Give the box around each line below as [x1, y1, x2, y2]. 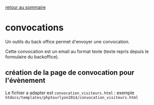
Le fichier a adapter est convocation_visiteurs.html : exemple [5, 89, 134, 95]
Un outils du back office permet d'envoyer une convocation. [5, 38, 130, 44]
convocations [5, 22, 64, 33]
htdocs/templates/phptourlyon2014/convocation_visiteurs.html [5, 95, 138, 100]
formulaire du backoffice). [5, 54, 59, 60]
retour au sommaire [5, 5, 46, 10]
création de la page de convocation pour [5, 68, 135, 77]
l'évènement [5, 76, 46, 85]
